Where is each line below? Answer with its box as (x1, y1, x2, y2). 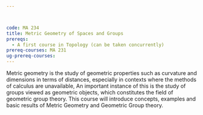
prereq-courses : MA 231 (6, 47, 67, 53)
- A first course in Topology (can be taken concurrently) (12, 42, 165, 48)
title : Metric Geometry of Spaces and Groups (6, 30, 123, 36)
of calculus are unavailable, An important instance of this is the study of (6, 82, 187, 90)
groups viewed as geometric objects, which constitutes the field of (6, 89, 173, 96)
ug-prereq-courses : (6, 53, 56, 59)
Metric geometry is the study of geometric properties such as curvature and (6, 70, 198, 76)
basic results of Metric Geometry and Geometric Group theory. (6, 102, 163, 109)
